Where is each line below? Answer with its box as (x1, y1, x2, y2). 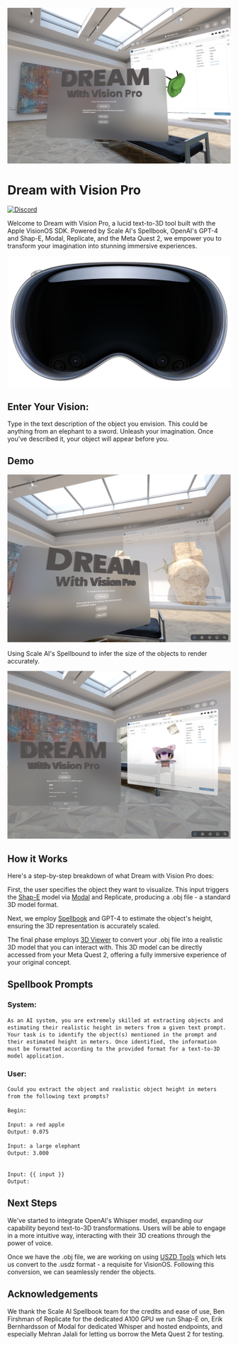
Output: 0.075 (7, 1129, 50, 1136)
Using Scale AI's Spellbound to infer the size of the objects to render (7, 649, 208, 657)
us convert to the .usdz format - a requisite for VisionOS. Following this (7, 1260, 215, 1268)
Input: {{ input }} (7, 1171, 65, 1178)
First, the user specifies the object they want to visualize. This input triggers (7, 885, 229, 894)
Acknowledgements (7, 1288, 98, 1300)
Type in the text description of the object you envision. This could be (7, 419, 208, 428)
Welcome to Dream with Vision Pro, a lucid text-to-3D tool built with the (7, 219, 216, 228)
